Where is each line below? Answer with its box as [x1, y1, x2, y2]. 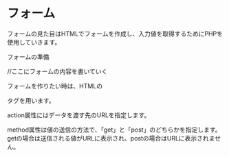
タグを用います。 [7, 96, 55, 104]
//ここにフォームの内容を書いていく [7, 67, 108, 75]
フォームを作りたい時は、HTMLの [7, 82, 103, 90]
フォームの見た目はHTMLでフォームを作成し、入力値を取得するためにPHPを [7, 29, 223, 38]
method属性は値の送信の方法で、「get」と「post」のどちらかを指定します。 [7, 125, 221, 134]
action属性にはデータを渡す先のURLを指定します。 [7, 110, 151, 119]
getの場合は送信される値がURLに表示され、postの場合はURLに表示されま [7, 134, 215, 142]
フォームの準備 [7, 52, 50, 61]
